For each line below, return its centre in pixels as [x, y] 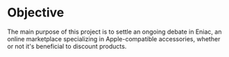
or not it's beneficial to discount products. [67, 46]
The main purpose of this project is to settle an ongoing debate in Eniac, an [114, 32]
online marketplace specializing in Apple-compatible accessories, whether [114, 38]
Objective [36, 13]
